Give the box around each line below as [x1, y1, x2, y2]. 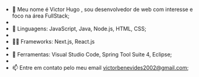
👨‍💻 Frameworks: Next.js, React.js [11, 38, 95, 45]
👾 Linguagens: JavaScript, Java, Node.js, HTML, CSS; [11, 25, 146, 32]
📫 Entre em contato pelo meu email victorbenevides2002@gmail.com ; [11, 64, 189, 71]
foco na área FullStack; [11, 12, 70, 19]
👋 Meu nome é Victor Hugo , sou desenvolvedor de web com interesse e [11, 6, 194, 13]
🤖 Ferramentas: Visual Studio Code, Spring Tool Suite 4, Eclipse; [11, 51, 172, 58]
